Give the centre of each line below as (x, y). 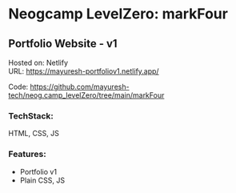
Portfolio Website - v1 (63, 44)
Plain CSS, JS (42, 180)
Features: (27, 155)
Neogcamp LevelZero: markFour (118, 14)
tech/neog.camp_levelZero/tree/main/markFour (86, 95)
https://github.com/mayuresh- (80, 86)
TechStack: (31, 115)
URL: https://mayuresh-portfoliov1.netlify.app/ (84, 71)
